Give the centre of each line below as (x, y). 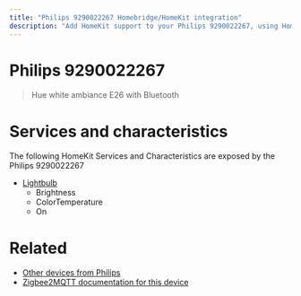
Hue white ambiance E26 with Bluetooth (105, 95)
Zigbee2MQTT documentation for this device (105, 283)
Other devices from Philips (71, 273)
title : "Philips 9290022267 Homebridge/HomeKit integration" (126, 17)
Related (38, 248)
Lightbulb (40, 183)
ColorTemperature (69, 202)
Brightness (56, 193)
